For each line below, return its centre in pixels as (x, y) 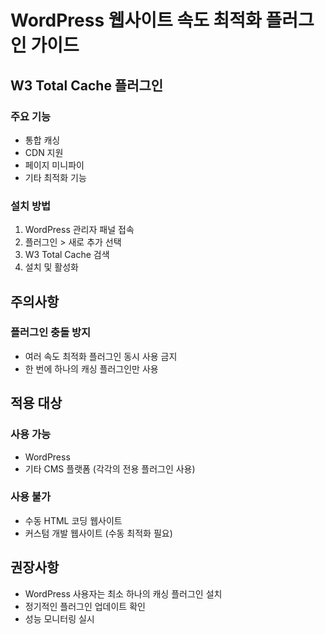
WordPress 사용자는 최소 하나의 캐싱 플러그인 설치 (123, 593)
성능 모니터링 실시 (59, 618)
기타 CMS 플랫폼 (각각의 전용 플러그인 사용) (110, 468)
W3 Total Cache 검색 (67, 255)
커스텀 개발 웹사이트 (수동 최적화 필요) (98, 533)
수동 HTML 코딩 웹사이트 (73, 520)
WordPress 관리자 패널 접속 (79, 230)
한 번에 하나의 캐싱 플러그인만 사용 (91, 368)
